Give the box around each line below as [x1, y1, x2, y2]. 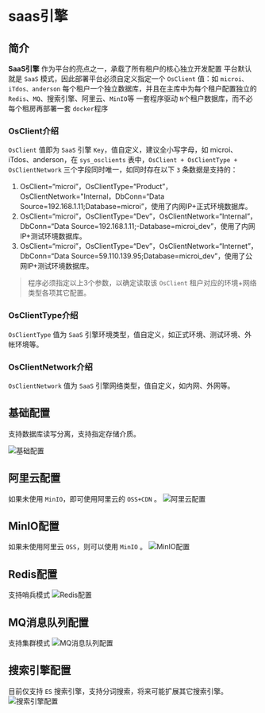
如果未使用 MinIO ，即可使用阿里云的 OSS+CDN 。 [8, 494, 161, 503]
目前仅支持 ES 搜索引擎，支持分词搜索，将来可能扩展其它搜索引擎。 [8, 686, 229, 696]
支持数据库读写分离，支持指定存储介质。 [8, 428, 140, 438]
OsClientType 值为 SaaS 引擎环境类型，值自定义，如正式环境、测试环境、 [8, 329, 245, 339]
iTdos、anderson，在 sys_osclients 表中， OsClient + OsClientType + [8, 155, 238, 165]
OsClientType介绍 [8, 310, 79, 321]
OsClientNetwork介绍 [8, 361, 94, 372]
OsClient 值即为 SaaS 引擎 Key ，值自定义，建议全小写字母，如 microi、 [8, 145, 238, 155]
